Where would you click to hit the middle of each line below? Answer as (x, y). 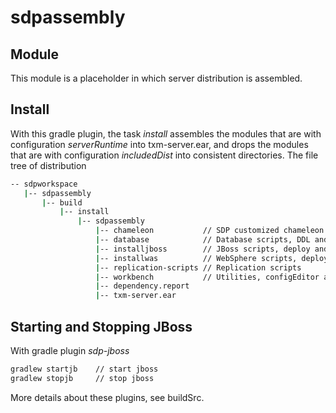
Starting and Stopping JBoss (101, 326)
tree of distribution (48, 165)
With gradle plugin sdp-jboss (70, 350)
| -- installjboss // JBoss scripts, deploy (203, 249)
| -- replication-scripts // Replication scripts (198, 267)
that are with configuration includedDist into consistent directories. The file (164, 155)
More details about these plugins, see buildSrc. (107, 397)
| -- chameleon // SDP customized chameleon (210, 231)
